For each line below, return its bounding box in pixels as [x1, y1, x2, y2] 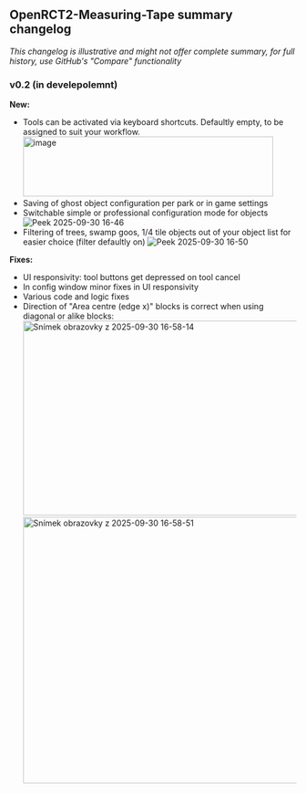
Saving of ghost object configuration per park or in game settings [22, 198, 269, 209]
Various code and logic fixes [22, 291, 130, 302]
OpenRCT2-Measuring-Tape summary [9, 7, 233, 23]
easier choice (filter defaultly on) [22, 236, 146, 247]
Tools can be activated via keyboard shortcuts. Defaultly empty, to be [22, 117, 284, 128]
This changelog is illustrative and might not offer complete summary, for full [9, 46, 295, 57]
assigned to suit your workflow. [22, 127, 141, 138]
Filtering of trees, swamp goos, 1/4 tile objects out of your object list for [22, 227, 291, 238]
